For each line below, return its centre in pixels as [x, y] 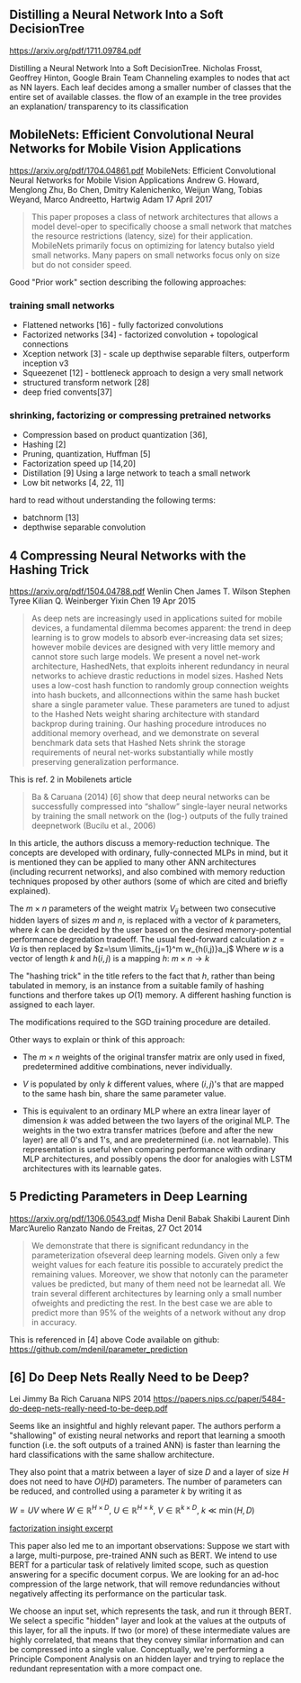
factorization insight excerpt [62, 1528]
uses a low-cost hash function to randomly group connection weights [160, 686]
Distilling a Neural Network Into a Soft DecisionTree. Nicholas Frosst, [136, 68]
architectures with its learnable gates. [92, 1168]
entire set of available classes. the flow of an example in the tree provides [146, 96]
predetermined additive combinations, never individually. [127, 1066]
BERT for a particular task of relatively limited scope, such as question [139, 1565]
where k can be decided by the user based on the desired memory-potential [150, 929]
